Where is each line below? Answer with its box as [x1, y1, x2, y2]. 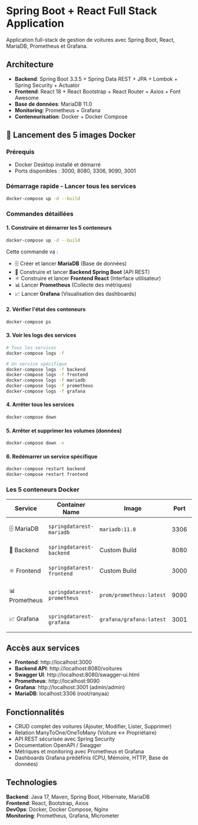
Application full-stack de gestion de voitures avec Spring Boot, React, [6, 36, 175, 43]
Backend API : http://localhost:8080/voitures [14, 665, 123, 672]
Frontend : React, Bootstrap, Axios [6, 799, 89, 807]
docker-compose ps [6, 319, 51, 325]
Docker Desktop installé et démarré [14, 161, 101, 168]
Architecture [6, 60, 54, 70]
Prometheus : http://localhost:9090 [14, 677, 100, 684]
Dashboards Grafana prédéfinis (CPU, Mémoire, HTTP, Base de [14, 754, 169, 761]
